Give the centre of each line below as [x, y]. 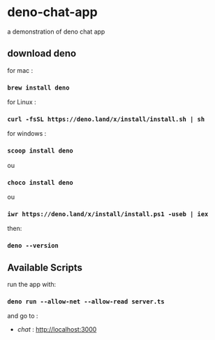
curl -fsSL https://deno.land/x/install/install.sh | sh [106, 119]
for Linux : [22, 102]
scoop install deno [40, 151]
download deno [42, 54]
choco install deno [40, 182]
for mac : [20, 70]
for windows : [27, 134]
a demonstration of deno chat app [56, 31]
